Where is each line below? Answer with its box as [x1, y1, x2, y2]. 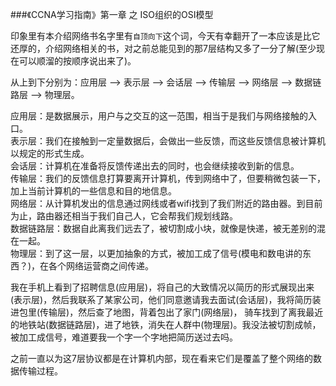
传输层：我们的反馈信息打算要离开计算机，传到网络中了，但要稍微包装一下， [10, 173, 326, 184]
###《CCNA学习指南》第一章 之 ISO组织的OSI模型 [10, 9, 214, 20]
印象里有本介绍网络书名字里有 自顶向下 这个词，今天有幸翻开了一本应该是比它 [10, 30, 321, 42]
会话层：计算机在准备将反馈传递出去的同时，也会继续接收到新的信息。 [10, 160, 300, 172]
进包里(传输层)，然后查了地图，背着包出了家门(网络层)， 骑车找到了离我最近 [10, 306, 324, 318]
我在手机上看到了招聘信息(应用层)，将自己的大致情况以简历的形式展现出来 [10, 281, 315, 293]
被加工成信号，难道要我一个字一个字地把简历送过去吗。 [10, 331, 238, 343]
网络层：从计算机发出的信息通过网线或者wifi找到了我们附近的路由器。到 [10, 198, 306, 209]
